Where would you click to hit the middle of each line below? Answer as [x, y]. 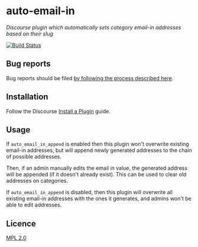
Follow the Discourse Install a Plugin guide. [58, 111]
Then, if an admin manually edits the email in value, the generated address [97, 168]
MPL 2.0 [16, 238]
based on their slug [30, 33]
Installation [27, 97]
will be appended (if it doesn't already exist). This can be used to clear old [96, 175]
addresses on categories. [37, 181]
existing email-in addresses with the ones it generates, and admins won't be [99, 199]
